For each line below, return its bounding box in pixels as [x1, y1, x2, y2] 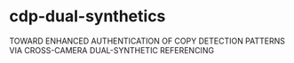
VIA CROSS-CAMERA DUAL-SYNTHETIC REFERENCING [9, 44, 215, 55]
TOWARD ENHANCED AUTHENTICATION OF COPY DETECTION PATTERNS [9, 35, 286, 46]
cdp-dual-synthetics [9, 6, 166, 27]
